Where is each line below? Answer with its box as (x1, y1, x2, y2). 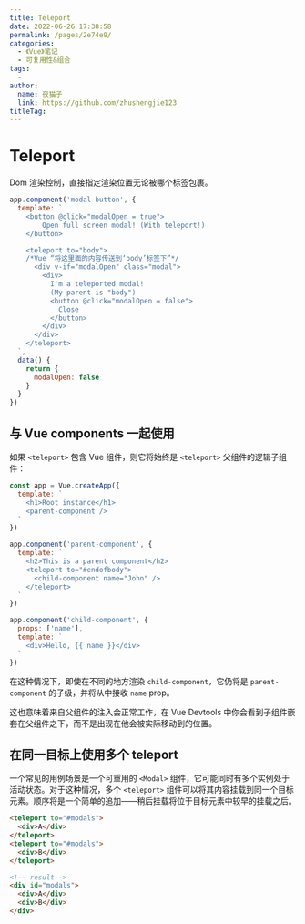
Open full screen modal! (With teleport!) (42, 221, 206, 230)
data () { (17, 355, 51, 364)
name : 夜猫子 (17, 89, 63, 98)
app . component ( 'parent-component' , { (9, 539, 153, 549)
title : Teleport (9, 13, 71, 23)
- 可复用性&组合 (17, 56, 71, 65)
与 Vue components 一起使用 (9, 426, 175, 441)
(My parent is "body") (49, 288, 137, 297)
